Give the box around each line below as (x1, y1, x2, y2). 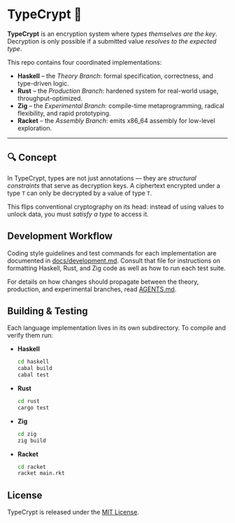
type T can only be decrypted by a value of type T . (7, 189, 152, 197)
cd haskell (17, 358, 50, 366)
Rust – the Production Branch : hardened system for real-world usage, (17, 86, 219, 95)
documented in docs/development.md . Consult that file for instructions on (7, 256, 220, 265)
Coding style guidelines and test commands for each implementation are (7, 249, 217, 257)
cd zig (17, 430, 37, 437)
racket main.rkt (17, 470, 65, 477)
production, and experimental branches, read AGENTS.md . (7, 284, 177, 293)
